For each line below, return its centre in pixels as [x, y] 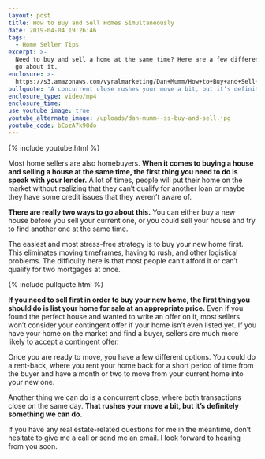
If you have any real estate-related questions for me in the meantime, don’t [129, 429]
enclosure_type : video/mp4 [52, 96]
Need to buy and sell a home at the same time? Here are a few [121, 60]
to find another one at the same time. [68, 229]
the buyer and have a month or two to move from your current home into [126, 373]
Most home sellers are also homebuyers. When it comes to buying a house [131, 163]
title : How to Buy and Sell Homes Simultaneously [91, 23]
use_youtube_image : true [49, 111]
